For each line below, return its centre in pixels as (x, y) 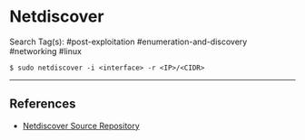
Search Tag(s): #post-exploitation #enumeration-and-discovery (128, 42)
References (43, 104)
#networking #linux (45, 51)
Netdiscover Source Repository (81, 126)
